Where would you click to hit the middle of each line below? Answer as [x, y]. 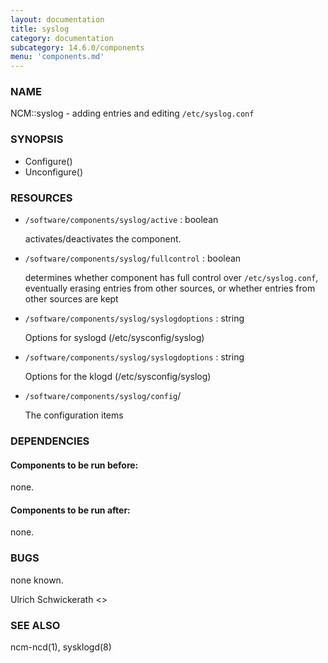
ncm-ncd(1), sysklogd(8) [61, 647]
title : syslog [40, 29]
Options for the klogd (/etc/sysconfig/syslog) [118, 377]
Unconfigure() [53, 172]
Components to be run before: [74, 465]
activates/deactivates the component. [103, 239]
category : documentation [62, 38]
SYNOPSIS [37, 139]
